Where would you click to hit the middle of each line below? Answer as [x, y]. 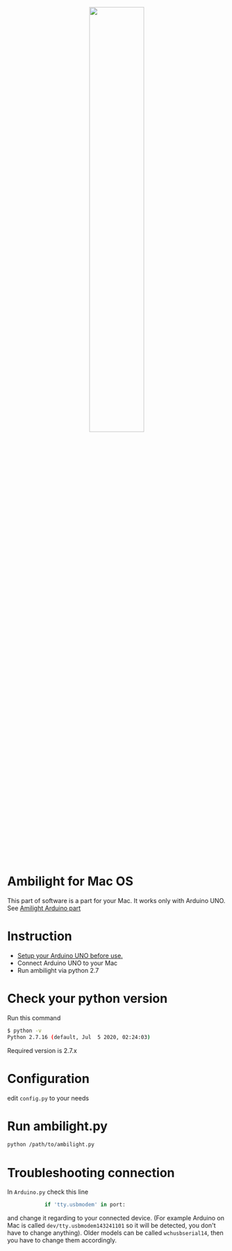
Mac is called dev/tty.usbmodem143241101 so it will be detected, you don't [112, 1226]
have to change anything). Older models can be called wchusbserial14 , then [115, 1233]
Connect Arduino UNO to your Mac [67, 963]
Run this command [34, 1017]
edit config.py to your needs [48, 1098]
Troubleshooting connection [91, 1173]
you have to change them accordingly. [62, 1241]
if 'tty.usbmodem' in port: [85, 1205]
